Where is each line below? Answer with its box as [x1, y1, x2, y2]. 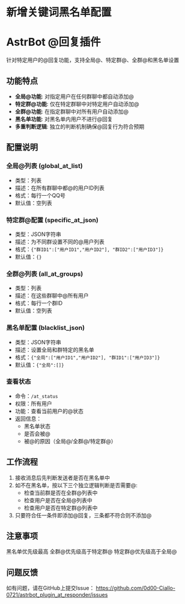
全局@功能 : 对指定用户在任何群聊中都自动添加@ [14, 93, 134, 100]
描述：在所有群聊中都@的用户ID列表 [14, 184, 105, 191]
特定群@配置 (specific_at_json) [6, 216, 99, 224]
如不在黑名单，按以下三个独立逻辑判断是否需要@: [14, 481, 138, 488]
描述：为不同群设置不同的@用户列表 [14, 238, 105, 245]
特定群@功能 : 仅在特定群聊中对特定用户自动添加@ [14, 100, 139, 107]
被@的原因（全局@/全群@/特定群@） [23, 437, 117, 444]
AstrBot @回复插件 [6, 36, 101, 49]
